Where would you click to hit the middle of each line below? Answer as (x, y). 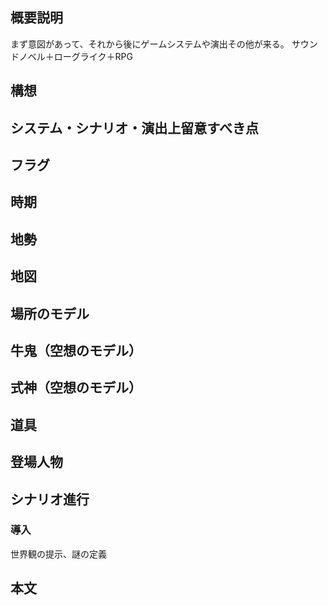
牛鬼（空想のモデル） (76, 350)
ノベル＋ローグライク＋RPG (75, 56)
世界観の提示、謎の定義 (58, 554)
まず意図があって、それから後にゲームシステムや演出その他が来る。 (150, 44)
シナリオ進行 (50, 499)
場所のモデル (50, 313)
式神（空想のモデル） (76, 388)
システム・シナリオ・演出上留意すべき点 (134, 128)
